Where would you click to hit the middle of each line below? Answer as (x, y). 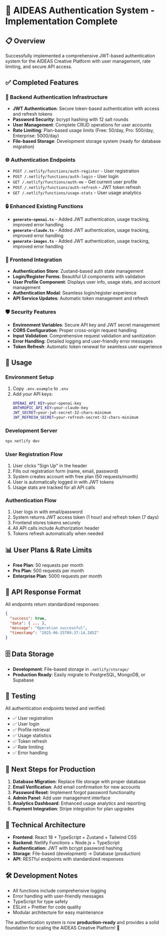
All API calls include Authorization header (56, 528)
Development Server (31, 431)
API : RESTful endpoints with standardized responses (68, 859)
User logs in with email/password (48, 512)
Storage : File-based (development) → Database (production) (77, 853)
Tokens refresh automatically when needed (58, 533)
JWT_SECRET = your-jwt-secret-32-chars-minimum (62, 413)
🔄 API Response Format (43, 592)
